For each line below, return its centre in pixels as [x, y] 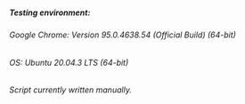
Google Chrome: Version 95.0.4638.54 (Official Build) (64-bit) [122, 35]
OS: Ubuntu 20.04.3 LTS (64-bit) [69, 62]
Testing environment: [50, 12]
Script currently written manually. [70, 90]
